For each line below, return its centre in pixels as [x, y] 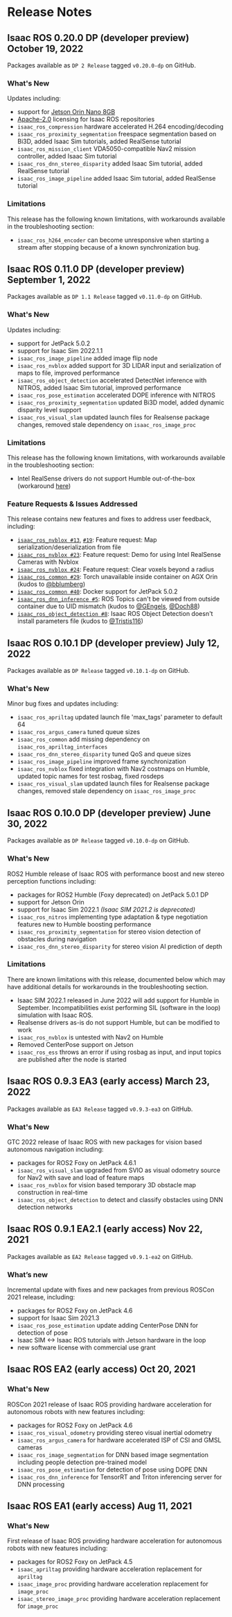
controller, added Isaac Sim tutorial [67, 156]
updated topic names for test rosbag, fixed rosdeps [90, 777]
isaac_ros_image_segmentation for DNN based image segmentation [113, 1454]
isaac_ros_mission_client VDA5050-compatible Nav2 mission [106, 149]
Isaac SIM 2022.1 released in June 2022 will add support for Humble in [118, 1000]
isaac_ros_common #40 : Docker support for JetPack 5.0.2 [97, 592]
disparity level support [49, 409]
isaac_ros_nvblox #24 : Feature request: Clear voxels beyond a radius [116, 569]
